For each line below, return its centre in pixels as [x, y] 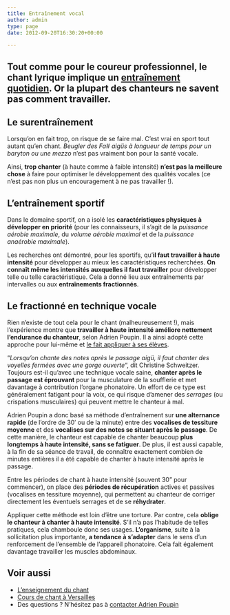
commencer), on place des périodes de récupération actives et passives [111, 487]
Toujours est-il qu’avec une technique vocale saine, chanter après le [105, 373]
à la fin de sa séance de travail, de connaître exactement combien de [105, 452]
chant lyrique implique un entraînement [94, 77]
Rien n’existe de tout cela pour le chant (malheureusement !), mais [101, 323]
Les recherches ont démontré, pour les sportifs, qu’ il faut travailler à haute [114, 255]
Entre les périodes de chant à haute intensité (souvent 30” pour [97, 480]
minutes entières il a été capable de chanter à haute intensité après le [106, 459]
